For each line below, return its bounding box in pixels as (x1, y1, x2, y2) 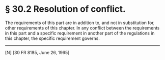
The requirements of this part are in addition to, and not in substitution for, (5, 20, 155, 26)
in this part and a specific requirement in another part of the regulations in (5, 30, 155, 36)
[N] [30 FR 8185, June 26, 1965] (5, 49, 70, 55)
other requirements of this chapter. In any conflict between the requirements (5, 25, 160, 30)
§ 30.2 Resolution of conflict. (5, 3, 126, 15)
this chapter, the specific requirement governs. (5, 35, 100, 41)
